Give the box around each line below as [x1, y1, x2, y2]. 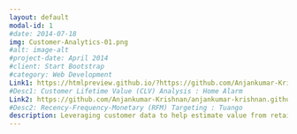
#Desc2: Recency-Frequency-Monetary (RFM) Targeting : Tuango [9, 103, 243, 112]
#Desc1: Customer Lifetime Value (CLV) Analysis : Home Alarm [9, 86, 243, 95]
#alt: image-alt [9, 46, 69, 55]
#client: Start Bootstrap [9, 63, 104, 71]
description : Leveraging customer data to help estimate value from [9, 111, 267, 120]
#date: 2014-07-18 [9, 29, 77, 38]
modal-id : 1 [9, 21, 53, 30]
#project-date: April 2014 [9, 54, 109, 63]
